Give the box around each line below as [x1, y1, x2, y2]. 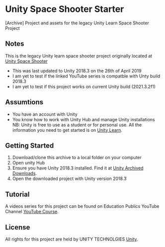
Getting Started [5, 141, 54, 150]
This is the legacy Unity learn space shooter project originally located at [5, 53, 153, 59]
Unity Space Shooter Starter [5, 3, 124, 15]
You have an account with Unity [12, 111, 78, 117]
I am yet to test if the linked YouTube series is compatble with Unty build [12, 73, 161, 79]
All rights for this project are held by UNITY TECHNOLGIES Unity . [5, 236, 138, 242]
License [5, 223, 30, 232]
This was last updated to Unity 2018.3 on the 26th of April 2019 [12, 68, 142, 74]
